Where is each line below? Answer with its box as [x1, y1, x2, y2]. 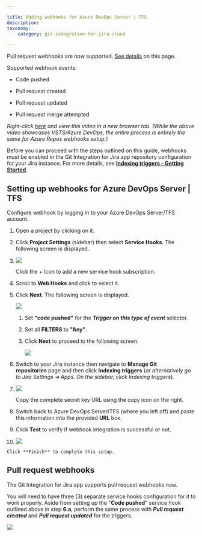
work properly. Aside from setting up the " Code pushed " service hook [7, 499, 182, 506]
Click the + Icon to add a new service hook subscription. [15, 268, 156, 276]
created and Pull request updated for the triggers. [7, 512, 133, 519]
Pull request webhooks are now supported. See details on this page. [7, 52, 176, 60]
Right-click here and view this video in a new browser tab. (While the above [7, 123, 195, 130]
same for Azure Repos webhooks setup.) [7, 135, 108, 143]
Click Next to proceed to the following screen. [24, 337, 139, 345]
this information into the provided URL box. [15, 414, 122, 422]
